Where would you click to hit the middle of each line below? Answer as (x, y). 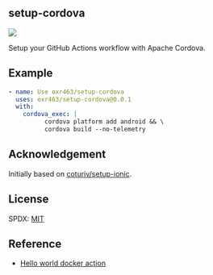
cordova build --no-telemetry (95, 129)
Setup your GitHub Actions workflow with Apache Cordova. (107, 48)
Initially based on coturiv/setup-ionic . (70, 173)
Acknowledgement (57, 154)
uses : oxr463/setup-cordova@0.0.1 (73, 99)
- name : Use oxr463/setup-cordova (67, 92)
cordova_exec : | (50, 115)
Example (31, 73)
